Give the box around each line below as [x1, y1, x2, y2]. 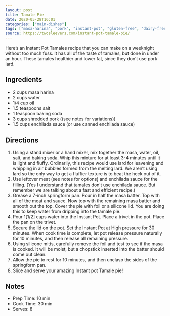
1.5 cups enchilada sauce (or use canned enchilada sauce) [12, 121, 135, 127]
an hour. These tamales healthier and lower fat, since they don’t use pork [5, 56, 158, 61]
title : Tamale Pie [5, 12, 44, 17]
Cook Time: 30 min [12, 301, 53, 307]
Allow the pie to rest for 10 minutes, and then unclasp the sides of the [12, 256, 157, 263]
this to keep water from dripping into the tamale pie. [12, 208, 121, 214]
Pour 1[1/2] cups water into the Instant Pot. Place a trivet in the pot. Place [12, 213, 165, 220]
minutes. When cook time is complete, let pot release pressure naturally [12, 230, 162, 236]
